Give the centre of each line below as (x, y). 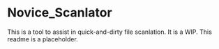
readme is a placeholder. (43, 39)
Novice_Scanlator (60, 13)
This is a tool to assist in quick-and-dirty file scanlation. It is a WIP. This (110, 32)
